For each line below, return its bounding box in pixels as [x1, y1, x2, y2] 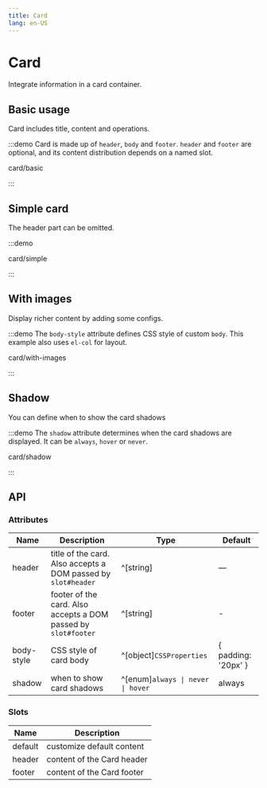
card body [50, 655, 89, 666]
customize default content [46, 740, 145, 751]
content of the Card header [46, 754, 149, 765]
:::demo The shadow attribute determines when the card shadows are [8, 428, 232, 437]
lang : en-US [8, 19, 48, 27]
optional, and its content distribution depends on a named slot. [8, 148, 213, 158]
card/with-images [8, 352, 67, 363]
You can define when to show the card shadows [8, 412, 166, 422]
